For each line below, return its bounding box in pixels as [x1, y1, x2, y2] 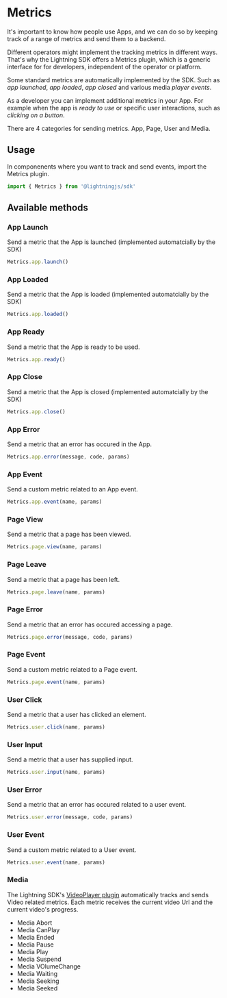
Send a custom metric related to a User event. [7, 845, 137, 854]
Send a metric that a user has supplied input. [7, 755, 133, 764]
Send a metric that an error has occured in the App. [7, 440, 152, 448]
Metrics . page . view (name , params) [7, 544, 103, 550]
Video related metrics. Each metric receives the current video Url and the [7, 898, 213, 906]
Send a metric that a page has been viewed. [7, 530, 131, 539]
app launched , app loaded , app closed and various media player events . [7, 83, 212, 91]
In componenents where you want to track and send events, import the [7, 162, 207, 171]
